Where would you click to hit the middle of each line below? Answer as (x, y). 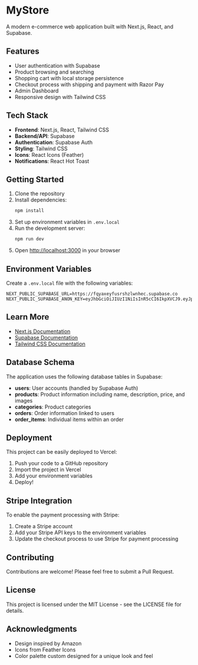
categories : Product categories (53, 407)
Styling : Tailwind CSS (41, 149)
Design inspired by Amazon (48, 643)
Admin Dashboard (37, 90)
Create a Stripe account (43, 526)
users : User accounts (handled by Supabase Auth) (76, 388)
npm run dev (29, 239)
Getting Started (35, 180)
